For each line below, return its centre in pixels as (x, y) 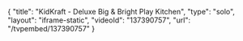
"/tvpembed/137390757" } (51, 29)
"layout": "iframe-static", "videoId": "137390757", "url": (99, 20)
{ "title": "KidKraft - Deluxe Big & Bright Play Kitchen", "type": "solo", (122, 12)
